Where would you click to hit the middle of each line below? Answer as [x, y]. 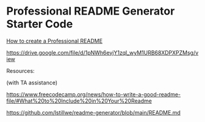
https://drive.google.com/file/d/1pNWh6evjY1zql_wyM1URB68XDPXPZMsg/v [103, 52]
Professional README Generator [91, 11]
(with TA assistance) [32, 83]
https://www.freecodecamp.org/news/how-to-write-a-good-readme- [94, 94]
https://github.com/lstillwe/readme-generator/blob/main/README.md [94, 112]
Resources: [20, 70]
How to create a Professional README [54, 41]
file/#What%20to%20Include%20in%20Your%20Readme [79, 101]
